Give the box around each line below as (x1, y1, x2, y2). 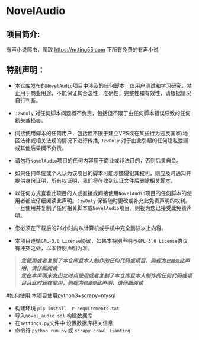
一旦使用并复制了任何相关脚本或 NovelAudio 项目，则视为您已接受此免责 (14, 204, 187, 211)
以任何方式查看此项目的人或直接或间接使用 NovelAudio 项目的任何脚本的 (14, 189, 187, 196)
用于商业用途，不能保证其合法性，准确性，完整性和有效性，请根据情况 (20, 89, 191, 96)
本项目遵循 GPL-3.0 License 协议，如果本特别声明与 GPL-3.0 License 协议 (14, 237, 188, 244)
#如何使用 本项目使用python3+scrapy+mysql (6, 292, 116, 299)
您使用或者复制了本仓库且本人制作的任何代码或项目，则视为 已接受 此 (20, 257, 185, 264)
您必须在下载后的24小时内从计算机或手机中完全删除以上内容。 (14, 224, 167, 231)
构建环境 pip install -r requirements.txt (14, 304, 120, 312)
